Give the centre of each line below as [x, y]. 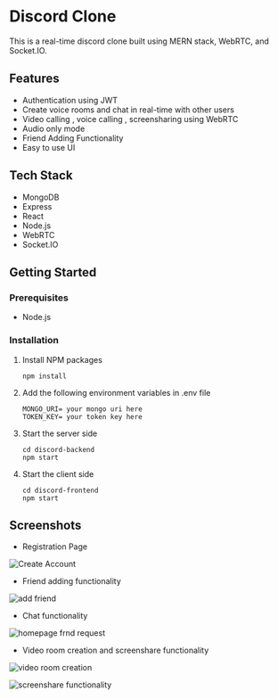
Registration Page [54, 547]
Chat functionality [55, 616]
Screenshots [45, 525]
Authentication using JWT [70, 100]
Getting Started [53, 272]
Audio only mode [53, 128]
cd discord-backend [58, 449]
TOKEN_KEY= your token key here [82, 416]
